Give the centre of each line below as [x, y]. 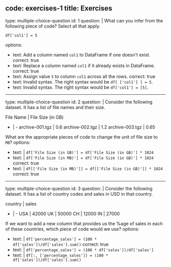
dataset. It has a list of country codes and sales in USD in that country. [79, 194]
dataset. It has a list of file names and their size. [55, 107]
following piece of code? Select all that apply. [53, 26]
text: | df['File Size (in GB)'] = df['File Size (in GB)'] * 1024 [83, 152]
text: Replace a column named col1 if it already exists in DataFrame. [84, 65]
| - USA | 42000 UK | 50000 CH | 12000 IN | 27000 [66, 213]
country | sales [21, 204]
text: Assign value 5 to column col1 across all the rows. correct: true [84, 76]
